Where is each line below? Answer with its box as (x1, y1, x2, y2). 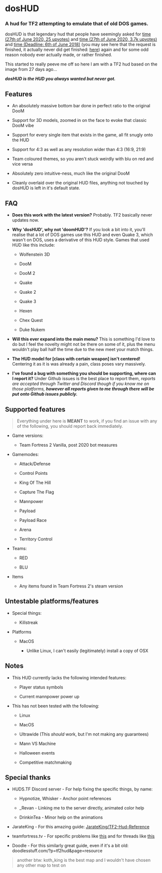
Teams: (12, 545, 27, 551)
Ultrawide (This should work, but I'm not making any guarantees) (19, 731, 149, 737)
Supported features (5, 405, 66, 413)
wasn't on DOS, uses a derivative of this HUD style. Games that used (12, 237, 150, 243)
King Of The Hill (19, 479, 51, 486)
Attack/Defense (19, 461, 51, 467)
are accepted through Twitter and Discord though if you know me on (12, 381, 149, 386)
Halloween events (19, 750, 55, 755)
